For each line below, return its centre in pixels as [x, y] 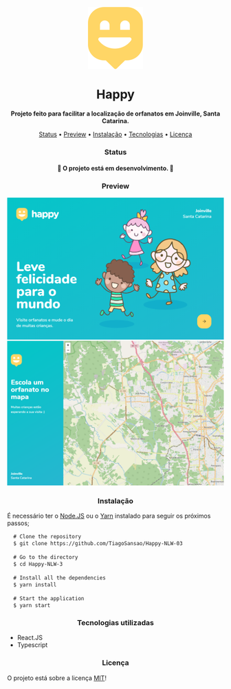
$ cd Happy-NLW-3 [38, 564]
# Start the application [49, 598]
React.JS [30, 638]
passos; [18, 523]
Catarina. [115, 120]
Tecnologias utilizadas [115, 622]
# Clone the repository [47, 536]
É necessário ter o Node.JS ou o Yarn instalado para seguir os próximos [109, 516]
